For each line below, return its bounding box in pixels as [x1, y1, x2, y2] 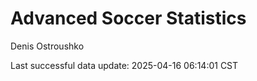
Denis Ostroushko [10, 40, 85, 52]
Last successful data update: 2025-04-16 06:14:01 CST [10, 59, 239, 71]
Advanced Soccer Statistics [10, 7, 247, 30]
